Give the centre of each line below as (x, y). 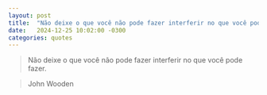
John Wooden (50, 84)
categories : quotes (41, 38)
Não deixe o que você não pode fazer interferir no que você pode (135, 60)
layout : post (30, 15)
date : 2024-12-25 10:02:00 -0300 (67, 30)
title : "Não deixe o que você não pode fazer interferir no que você (128, 23)
